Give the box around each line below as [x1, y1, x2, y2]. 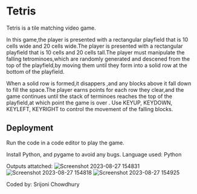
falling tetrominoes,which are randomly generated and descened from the [6, 55, 190, 62]
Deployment [6, 123, 54, 134]
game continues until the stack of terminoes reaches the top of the [6, 92, 173, 100]
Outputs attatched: [6, 162, 53, 170]
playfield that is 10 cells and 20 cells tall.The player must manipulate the [6, 48, 185, 56]
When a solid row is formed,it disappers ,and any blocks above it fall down [6, 80, 192, 87]
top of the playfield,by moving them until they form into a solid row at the [6, 62, 187, 69]
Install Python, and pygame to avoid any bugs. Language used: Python [6, 150, 182, 158]
